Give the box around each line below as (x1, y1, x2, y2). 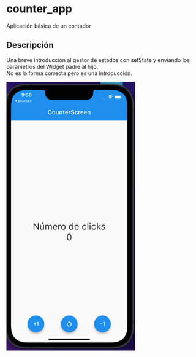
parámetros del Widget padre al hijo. (6, 63, 99, 70)
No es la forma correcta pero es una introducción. (6, 69, 133, 77)
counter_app (6, 2, 72, 16)
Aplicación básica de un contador (6, 22, 91, 29)
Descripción (6, 40, 54, 50)
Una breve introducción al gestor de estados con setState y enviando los (6, 56, 190, 63)
